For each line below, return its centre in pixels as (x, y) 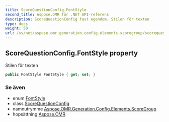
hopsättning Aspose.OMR (39, 114)
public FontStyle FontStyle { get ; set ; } (50, 74)
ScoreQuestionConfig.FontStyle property (72, 53)
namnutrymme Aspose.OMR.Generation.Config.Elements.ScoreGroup (84, 108)
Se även (15, 87)
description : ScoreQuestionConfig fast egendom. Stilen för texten (77, 19)
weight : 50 (17, 28)
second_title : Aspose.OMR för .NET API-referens (57, 14)
